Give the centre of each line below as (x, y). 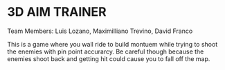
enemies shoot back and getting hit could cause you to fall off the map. (109, 58)
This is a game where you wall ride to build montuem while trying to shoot (112, 44)
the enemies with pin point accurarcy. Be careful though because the (106, 51)
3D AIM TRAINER (57, 12)
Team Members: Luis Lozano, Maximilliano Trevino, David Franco (100, 31)
